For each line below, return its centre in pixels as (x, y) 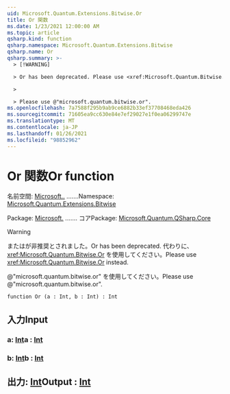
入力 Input (27, 320)
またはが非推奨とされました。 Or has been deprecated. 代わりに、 (100, 246)
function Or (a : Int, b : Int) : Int (62, 297)
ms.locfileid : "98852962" (44, 140)
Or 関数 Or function (61, 176)
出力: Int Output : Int (49, 382)
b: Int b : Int (25, 358)
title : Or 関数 (28, 20)
